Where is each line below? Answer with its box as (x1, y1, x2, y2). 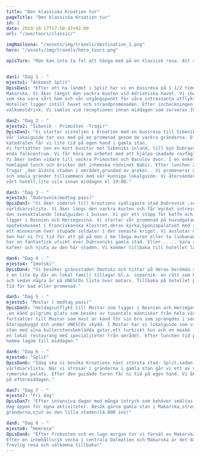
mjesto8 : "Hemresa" (6, 425, 55, 431)
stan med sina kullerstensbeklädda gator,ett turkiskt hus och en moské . (6, 327, 196, 333)
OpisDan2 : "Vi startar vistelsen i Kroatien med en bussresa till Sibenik (6, 129, 196, 134)
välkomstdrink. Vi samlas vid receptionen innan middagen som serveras (6, 107, 187, 113)
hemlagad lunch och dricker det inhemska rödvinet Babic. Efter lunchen (6, 162, 190, 168)
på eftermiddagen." (6, 376, 55, 383)
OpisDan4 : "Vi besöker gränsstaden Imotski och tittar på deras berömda (6, 266, 190, 273)
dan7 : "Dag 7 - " (6, 387, 49, 393)
